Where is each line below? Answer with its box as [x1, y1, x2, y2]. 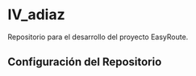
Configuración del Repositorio [7, 55, 162, 69]
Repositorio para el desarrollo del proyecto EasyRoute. [7, 32, 189, 42]
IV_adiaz [7, 6, 65, 24]
